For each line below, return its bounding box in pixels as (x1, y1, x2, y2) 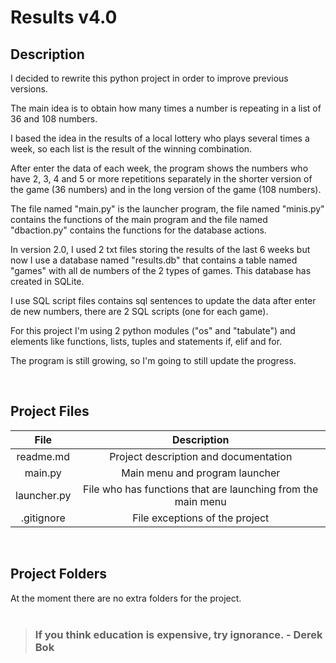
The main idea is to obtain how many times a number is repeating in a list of (10, 102, 322, 114)
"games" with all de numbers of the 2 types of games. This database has (10, 265, 312, 276)
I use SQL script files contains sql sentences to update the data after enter (10, 295, 317, 306)
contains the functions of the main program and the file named (10, 214, 268, 225)
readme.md (16, 449, 70, 463)
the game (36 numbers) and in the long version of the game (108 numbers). (10, 184, 322, 195)
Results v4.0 (10, 6, 118, 29)
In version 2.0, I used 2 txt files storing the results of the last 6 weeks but (10, 244, 311, 255)
